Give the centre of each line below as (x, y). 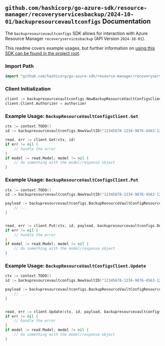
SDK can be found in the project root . (43, 53)
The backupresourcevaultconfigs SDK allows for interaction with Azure (77, 33)
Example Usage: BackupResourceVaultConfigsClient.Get (72, 116)
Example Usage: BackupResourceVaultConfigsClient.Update (76, 265)
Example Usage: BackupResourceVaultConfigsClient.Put (72, 180)
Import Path (19, 66)
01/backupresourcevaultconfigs (53, 22)
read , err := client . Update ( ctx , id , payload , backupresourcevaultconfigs (83, 312)
